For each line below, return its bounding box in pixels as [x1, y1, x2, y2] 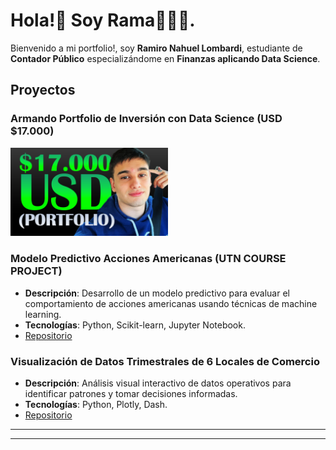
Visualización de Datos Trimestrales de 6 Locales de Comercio [10, 354, 320, 368]
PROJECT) [10, 264, 63, 278]
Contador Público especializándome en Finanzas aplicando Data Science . [10, 52, 321, 64]
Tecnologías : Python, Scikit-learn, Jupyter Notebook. [24, 319, 246, 331]
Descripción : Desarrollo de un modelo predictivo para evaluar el [24, 287, 290, 299]
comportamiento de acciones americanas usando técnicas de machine [24, 297, 318, 309]
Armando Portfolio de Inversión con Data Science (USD [10, 112, 283, 126]
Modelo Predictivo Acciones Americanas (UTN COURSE [10, 252, 287, 266]
